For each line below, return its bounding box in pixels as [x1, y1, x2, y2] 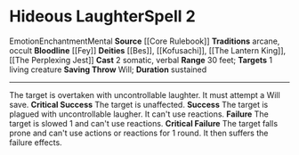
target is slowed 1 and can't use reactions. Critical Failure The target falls [9, 118, 279, 128]
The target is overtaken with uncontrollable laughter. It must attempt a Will [9, 89, 280, 100]
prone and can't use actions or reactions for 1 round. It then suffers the [9, 127, 269, 138]
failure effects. [9, 136, 62, 148]
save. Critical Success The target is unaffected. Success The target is [9, 99, 269, 110]
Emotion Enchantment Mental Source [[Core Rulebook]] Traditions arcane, [9, 36, 280, 46]
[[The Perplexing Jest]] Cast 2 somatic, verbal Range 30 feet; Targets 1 [9, 54, 273, 65]
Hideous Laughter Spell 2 [9, 6, 196, 27]
